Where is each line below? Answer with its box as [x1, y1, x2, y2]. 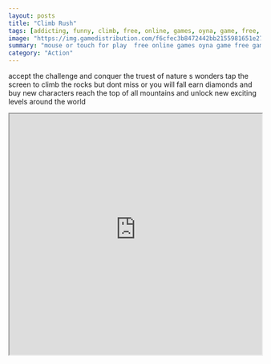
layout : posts [8, 11, 56, 20]
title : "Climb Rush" [8, 19, 78, 27]
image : [8, 34, 30, 43]
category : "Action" [8, 49, 74, 57]
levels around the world [8, 97, 87, 106]
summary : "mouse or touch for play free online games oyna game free [8, 42, 249, 50]
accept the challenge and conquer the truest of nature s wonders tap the [8, 72, 249, 80]
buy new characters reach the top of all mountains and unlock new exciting [8, 88, 257, 97]
